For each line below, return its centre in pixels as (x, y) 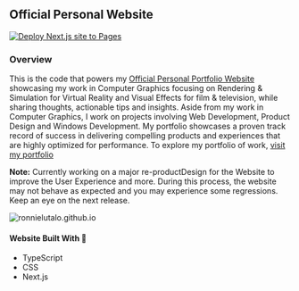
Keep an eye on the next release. (70, 201)
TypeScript (42, 258)
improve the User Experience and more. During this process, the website (143, 181)
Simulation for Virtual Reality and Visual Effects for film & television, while (144, 98)
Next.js (35, 277)
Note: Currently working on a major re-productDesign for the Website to (142, 172)
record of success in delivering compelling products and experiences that (145, 136)
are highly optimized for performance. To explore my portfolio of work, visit (147, 145)
